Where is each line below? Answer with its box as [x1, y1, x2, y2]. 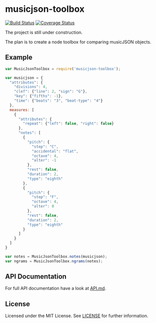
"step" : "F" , [31, 195, 58, 200]
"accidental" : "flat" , [31, 149, 79, 154]
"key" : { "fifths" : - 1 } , [14, 94, 63, 99]
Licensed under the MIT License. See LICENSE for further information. [5, 313, 149, 319]
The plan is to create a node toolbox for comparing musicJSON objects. [5, 39, 152, 45]
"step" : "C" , [31, 144, 58, 149]
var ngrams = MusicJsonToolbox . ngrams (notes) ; [5, 258, 103, 264]
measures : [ [9, 107, 35, 112]
